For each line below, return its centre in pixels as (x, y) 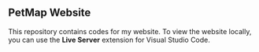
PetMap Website (50, 13)
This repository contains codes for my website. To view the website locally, (130, 31)
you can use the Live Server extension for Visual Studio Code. (109, 40)
